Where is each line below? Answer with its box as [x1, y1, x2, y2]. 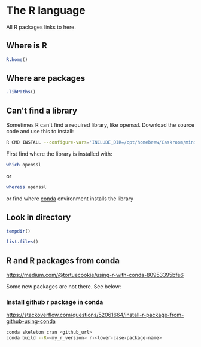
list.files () [6, 239, 39, 245]
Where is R [6, 41, 48, 51]
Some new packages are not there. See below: [6, 283, 121, 290]
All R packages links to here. [6, 23, 77, 31]
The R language [6, 4, 86, 17]
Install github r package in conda [6, 298, 103, 306]
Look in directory [6, 212, 71, 223]
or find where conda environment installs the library [6, 195, 133, 202]
